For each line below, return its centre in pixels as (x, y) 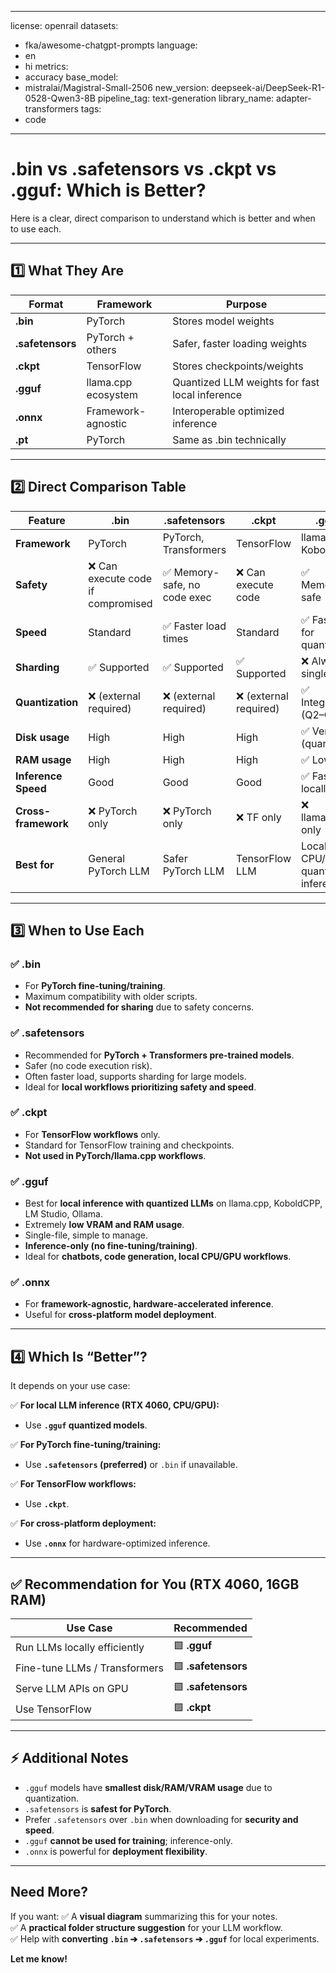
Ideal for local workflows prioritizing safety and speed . (140, 1087)
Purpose (246, 304)
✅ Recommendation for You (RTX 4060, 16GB (155, 1584)
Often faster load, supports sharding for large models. (135, 1076)
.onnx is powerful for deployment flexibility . (116, 1851)
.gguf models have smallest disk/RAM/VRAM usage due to (148, 1787)
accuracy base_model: (71, 77)
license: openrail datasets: (64, 25)
